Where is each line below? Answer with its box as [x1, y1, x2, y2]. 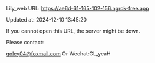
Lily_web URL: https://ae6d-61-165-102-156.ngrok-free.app [6, 5, 149, 12]
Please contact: [6, 39, 44, 45]
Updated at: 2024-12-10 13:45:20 [6, 16, 87, 23]
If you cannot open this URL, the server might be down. [6, 27, 140, 34]
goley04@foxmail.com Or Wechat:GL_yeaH [6, 50, 111, 57]
